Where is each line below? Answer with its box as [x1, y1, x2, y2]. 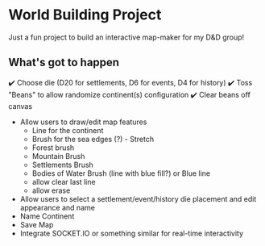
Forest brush [31, 143, 75, 152]
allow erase [31, 186, 71, 195]
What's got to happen [8, 56, 119, 69]
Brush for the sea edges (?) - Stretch [31, 134, 155, 144]
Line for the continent [31, 125, 104, 135]
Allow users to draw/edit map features [19, 117, 147, 127]
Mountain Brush [31, 151, 85, 161]
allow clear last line [31, 177, 96, 186]
